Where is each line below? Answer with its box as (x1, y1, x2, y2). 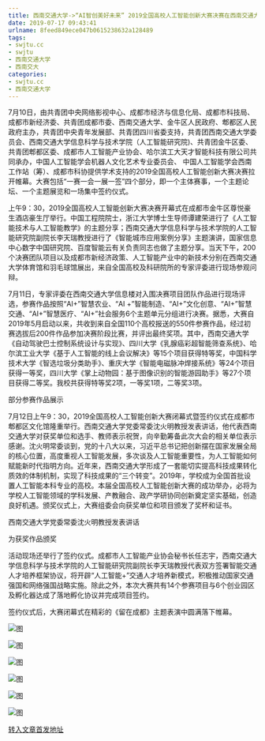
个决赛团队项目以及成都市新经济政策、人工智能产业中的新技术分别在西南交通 (8, 253, 257, 262)
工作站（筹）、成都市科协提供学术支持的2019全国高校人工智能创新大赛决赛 (8, 167, 248, 176)
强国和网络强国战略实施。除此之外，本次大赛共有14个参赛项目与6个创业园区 (8, 581, 255, 590)
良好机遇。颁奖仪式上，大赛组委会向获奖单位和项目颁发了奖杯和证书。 (8, 501, 237, 510)
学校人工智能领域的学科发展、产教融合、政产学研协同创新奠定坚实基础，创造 (8, 491, 257, 500)
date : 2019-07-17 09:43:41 (8, 19, 97, 27)
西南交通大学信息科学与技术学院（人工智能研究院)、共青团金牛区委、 (28, 137, 253, 147)
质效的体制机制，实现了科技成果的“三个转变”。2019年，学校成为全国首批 (8, 471, 244, 480)
